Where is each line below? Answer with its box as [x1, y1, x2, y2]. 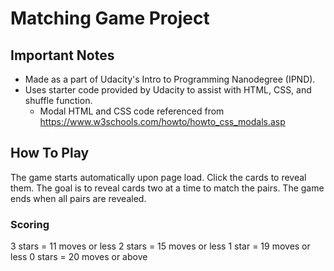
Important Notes [10, 47, 115, 64]
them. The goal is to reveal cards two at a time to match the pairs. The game [10, 182, 325, 194]
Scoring [10, 217, 50, 231]
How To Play [10, 145, 90, 162]
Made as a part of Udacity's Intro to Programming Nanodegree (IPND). [24, 73, 316, 85]
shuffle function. [24, 95, 93, 106]
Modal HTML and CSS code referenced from [39, 105, 225, 117]
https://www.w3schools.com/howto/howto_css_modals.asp [39, 116, 286, 127]
